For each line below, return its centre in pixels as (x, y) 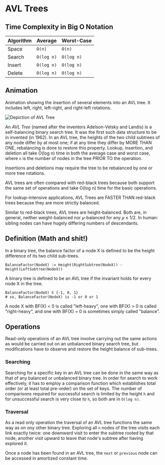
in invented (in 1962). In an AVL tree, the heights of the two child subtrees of (82, 137)
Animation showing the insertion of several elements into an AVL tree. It (78, 102)
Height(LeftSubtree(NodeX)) (34, 269)
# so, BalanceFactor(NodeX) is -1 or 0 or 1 (52, 297)
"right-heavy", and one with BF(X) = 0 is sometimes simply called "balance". (83, 311)
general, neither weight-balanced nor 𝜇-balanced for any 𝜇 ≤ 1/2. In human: (82, 217)
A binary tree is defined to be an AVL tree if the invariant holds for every (78, 278)
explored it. (17, 444)
